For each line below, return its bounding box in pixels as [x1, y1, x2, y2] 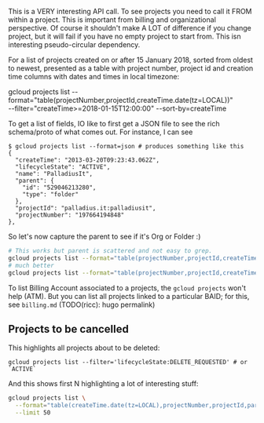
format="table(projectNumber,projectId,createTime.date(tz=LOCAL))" [8, 96, 233, 104]
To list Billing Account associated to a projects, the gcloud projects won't [8, 283, 246, 293]
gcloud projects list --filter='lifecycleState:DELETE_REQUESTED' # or [8, 359, 247, 366]
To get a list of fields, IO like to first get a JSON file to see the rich [8, 119, 220, 128]
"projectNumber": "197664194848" [15, 211, 125, 219]
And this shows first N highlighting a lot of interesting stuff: [8, 379, 199, 388]
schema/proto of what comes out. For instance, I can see [8, 127, 193, 137]
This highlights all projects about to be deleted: [8, 343, 160, 352]
